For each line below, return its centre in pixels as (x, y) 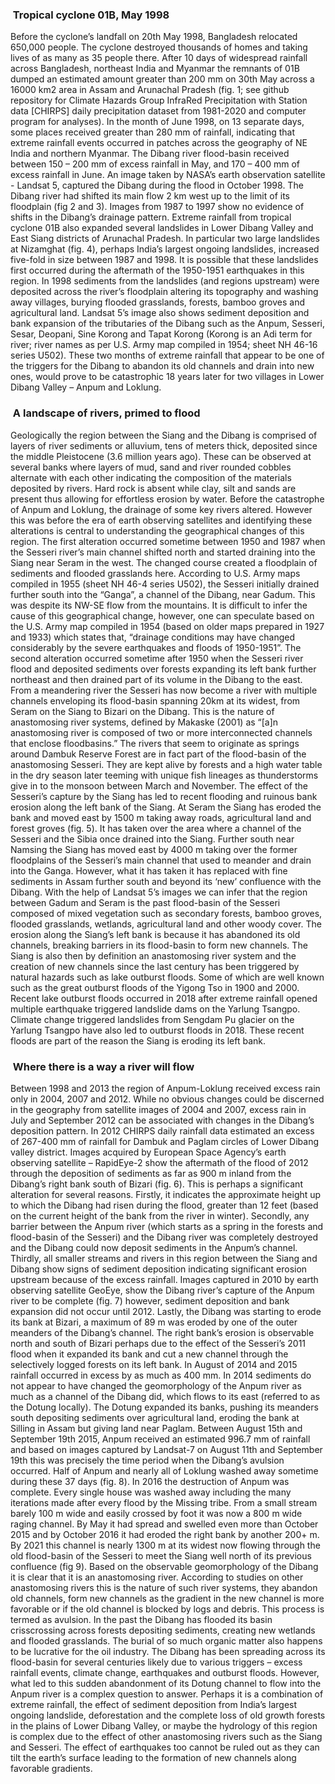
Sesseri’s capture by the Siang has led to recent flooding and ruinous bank (164, 796)
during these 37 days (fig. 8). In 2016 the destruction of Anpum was (150, 1481)
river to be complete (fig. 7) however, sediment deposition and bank (150, 1300)
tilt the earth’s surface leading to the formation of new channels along (153, 1757)
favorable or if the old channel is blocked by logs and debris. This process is (167, 1609)
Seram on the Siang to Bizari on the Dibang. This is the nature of (142, 711)
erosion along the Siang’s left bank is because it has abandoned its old (155, 934)
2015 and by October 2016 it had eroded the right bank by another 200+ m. (165, 1534)
